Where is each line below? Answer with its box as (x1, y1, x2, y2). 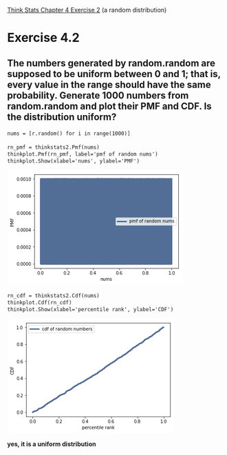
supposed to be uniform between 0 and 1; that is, (7, 68, 221, 80)
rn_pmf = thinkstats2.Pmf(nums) (7, 144, 100, 151)
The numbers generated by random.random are (7, 57, 215, 69)
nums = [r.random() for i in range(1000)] (7, 130, 131, 137)
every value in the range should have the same (7, 78, 211, 90)
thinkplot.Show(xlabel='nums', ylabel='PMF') (7, 158, 140, 165)
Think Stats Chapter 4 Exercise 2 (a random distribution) (7, 6, 167, 14)
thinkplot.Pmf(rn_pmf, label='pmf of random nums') (7, 151, 158, 158)
